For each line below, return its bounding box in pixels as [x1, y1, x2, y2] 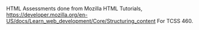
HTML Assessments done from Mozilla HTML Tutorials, [6, 5, 143, 12]
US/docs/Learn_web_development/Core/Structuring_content [6, 18, 156, 24]
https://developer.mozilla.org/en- [6, 11, 88, 18]
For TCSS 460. [156, 18, 194, 24]
